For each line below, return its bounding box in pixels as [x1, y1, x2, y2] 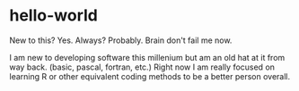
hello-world [9, 5, 99, 26]
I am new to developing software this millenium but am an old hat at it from [9, 52, 286, 62]
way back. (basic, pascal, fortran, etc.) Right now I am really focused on [9, 62, 276, 72]
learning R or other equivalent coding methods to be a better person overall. [9, 70, 291, 81]
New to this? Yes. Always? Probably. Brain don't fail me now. [9, 35, 233, 45]
